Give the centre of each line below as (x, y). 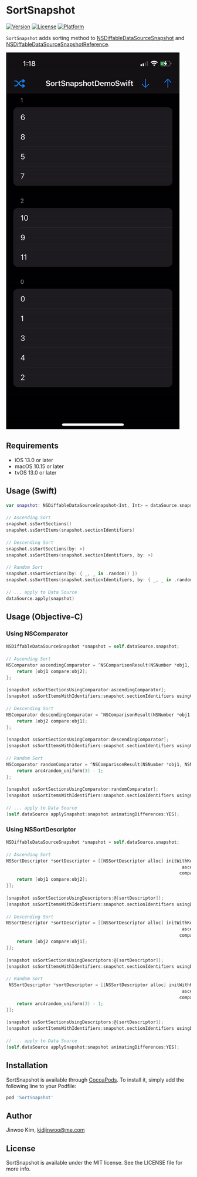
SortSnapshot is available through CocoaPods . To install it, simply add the (95, 1080)
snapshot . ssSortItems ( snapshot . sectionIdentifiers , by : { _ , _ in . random (99, 580)
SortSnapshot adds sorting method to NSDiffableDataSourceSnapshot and (95, 38)
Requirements (32, 446)
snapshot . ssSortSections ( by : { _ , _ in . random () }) (72, 574)
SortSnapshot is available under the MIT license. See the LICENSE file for (94, 1163)
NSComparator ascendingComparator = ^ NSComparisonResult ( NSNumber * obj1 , (98, 665)
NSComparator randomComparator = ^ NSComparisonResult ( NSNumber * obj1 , (94, 764)
